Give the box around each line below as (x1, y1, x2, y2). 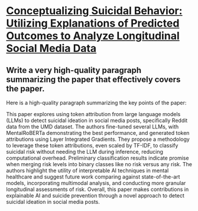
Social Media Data (6, 42, 97, 55)
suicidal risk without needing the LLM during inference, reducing (6, 149, 164, 155)
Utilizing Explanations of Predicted (6, 17, 180, 30)
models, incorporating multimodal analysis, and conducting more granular (6, 180, 186, 186)
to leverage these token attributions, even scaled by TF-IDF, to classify (6, 142, 178, 149)
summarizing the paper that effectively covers (6, 74, 181, 84)
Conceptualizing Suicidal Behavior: (6, 4, 183, 18)
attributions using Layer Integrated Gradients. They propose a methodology (6, 136, 190, 143)
